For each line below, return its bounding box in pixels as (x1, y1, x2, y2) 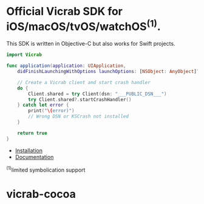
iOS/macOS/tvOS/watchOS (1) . (6, 18, 161, 33)
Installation (15, 147, 43, 154)
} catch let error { (17, 102, 69, 108)
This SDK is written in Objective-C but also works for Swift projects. (6, 40, 175, 47)
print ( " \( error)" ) (28, 108, 75, 114)
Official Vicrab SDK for (6, 5, 123, 18)
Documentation (15, 153, 54, 160)
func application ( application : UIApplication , (6, 63, 126, 69)
